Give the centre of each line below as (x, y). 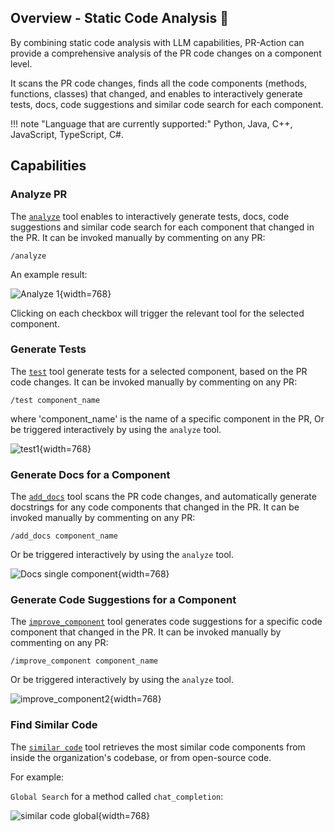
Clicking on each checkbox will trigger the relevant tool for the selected (157, 313)
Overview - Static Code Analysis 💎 (119, 18)
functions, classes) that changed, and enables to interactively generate (156, 93)
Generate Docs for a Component (90, 474)
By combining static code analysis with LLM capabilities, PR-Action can (157, 42)
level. (21, 63)
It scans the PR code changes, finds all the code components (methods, (159, 83)
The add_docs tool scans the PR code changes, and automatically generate (163, 497)
